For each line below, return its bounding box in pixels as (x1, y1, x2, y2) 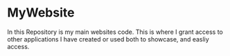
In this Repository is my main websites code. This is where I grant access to (7, 28, 224, 36)
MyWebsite (7, 5, 75, 21)
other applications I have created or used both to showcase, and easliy (7, 35, 209, 43)
